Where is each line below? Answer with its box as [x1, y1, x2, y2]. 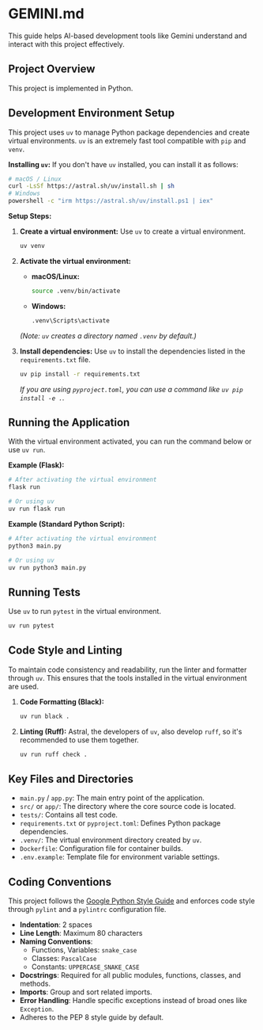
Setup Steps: [8, 212, 52, 221]
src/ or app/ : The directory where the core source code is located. [19, 802, 236, 811]
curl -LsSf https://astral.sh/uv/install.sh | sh [8, 182, 175, 190]
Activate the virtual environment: [19, 256, 132, 265]
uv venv [19, 242, 45, 250]
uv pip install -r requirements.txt [19, 370, 141, 378]
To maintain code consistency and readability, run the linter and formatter [8, 665, 247, 674]
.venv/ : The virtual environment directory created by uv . [19, 835, 202, 845]
